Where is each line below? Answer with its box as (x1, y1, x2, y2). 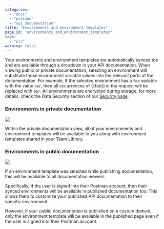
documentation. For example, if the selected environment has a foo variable (5, 78, 157, 83)
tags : (5, 35, 16, 40)
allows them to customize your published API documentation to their (5, 193, 143, 199)
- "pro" (9, 39, 25, 44)
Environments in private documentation (5, 105, 102, 112)
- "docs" (9, 12, 27, 17)
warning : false (5, 43, 36, 48)
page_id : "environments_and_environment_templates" (5, 30, 112, 35)
